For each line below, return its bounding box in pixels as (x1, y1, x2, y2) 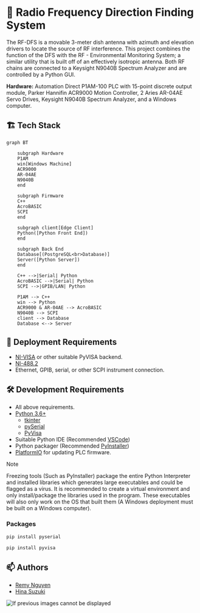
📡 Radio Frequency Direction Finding (6, 5, 195, 19)
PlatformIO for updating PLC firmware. (15, 449, 111, 456)
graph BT (6, 139, 29, 145)
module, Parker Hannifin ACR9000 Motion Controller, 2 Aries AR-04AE (6, 89, 183, 96)
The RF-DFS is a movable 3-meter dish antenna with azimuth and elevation (6, 38, 195, 46)
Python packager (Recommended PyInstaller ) (15, 442, 129, 449)
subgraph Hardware (17, 150, 64, 156)
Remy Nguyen (15, 581, 51, 589)
